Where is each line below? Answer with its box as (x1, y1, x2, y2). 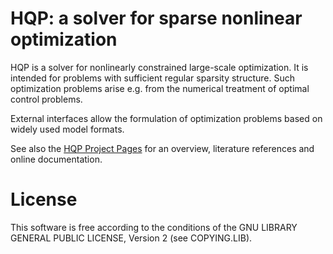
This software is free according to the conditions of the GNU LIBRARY (10, 221, 298, 233)
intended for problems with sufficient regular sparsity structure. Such (10, 72, 296, 84)
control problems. (10, 93, 83, 105)
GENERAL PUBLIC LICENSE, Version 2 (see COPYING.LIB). (10, 232, 253, 244)
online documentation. (10, 153, 103, 165)
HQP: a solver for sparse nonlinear (10, 7, 303, 30)
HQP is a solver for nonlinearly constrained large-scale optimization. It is (10, 61, 309, 73)
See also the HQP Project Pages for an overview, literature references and (10, 142, 315, 154)
